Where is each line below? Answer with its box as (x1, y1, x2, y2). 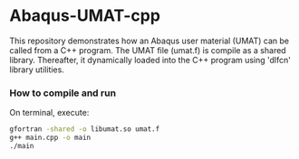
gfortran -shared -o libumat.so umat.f (9, 125, 160, 134)
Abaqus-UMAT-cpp (9, 5, 161, 26)
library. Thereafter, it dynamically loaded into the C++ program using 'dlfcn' (9, 54, 292, 65)
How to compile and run (9, 87, 116, 99)
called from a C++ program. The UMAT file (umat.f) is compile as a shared (9, 44, 287, 55)
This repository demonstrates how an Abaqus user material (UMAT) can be (9, 35, 290, 46)
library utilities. (9, 64, 65, 75)
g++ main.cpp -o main (9, 133, 92, 143)
